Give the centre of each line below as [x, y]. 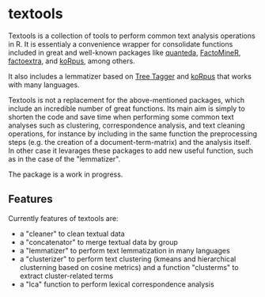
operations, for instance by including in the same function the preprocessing [133, 133]
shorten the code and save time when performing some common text [121, 116]
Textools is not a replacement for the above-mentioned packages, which [127, 100]
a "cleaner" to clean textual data [72, 234]
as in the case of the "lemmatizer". [64, 158]
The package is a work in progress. [66, 174]
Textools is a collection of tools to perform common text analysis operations [132, 36]
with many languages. [44, 85]
